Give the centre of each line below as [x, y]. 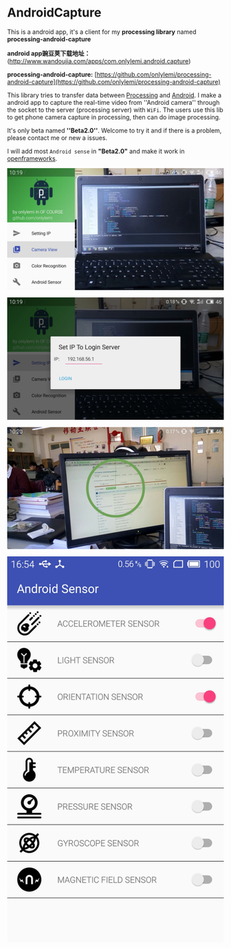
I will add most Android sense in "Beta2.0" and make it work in [96, 151]
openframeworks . [32, 158]
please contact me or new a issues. [57, 138]
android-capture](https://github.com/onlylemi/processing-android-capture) [114, 81]
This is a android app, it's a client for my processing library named [102, 32]
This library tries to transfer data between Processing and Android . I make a [114, 95]
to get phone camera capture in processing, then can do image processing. [114, 117]
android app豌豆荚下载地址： [49, 53]
